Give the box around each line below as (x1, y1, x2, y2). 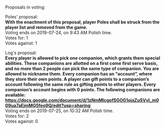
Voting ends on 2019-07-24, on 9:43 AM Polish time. (5, 30, 112, 35)
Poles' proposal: (5, 14, 38, 19)
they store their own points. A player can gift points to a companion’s (5, 76, 150, 82)
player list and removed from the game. (5, 24, 88, 30)
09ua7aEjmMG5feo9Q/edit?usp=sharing (5, 103, 90, 108)
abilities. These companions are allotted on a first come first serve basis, (5, 61, 158, 66)
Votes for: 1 (5, 35, 28, 41)
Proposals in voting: (5, 4, 45, 10)
